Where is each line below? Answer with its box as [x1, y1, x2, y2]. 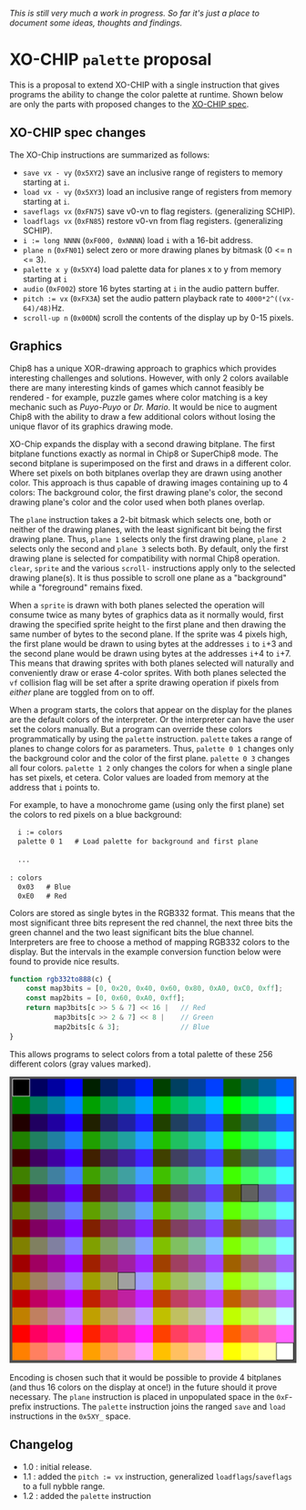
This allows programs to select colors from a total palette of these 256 [9, 1048, 273, 1059]
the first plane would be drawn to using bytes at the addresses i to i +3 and [9, 638, 293, 649]
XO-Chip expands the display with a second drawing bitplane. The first [9, 438, 276, 449]
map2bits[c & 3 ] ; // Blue [54, 1022, 209, 1032]
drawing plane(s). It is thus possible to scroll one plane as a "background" [9, 572, 287, 583]
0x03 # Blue [17, 883, 71, 892]
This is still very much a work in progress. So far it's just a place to [9, 8, 260, 18]
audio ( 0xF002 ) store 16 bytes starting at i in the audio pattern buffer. [22, 282, 280, 294]
